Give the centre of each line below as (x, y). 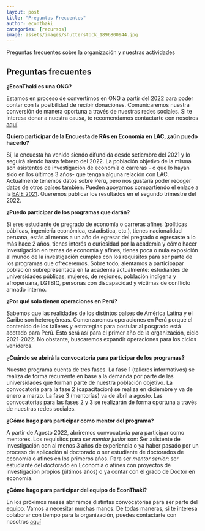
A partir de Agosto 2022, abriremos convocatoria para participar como (95, 432)
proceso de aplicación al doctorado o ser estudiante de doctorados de (95, 452)
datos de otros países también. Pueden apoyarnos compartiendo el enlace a (102, 187)
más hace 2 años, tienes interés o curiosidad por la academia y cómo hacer (102, 244)
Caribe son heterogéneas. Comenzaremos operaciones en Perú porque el (99, 319)
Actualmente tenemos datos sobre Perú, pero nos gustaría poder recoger (99, 180)
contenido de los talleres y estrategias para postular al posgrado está (94, 326)
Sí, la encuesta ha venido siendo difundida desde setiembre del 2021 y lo (99, 155)
